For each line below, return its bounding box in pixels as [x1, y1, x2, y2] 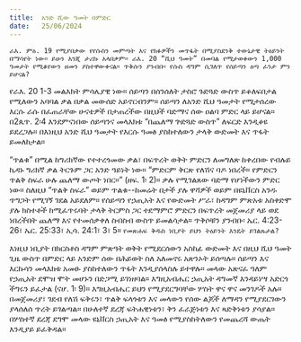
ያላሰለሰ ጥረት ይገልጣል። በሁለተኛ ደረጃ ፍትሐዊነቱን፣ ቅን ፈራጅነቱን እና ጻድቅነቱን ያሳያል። [9, 303, 276, 314]
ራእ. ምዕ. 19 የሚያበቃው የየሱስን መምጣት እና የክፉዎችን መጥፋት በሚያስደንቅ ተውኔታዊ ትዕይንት [9, 46, 285, 55]
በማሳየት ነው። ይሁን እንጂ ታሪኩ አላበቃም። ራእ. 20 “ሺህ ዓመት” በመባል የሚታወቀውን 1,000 [9, 54, 282, 63]
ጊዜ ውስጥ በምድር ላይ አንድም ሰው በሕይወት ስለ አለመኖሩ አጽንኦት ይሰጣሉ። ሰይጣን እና [9, 252, 270, 263]
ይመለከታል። [9, 136, 46, 146]
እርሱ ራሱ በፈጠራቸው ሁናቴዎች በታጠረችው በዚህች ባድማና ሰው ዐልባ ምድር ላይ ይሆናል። [9, 105, 276, 117]
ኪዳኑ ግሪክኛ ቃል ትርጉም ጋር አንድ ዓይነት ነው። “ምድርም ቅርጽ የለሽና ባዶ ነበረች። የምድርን [9, 163, 278, 175]
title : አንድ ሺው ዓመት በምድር [9, 13, 111, 22]
